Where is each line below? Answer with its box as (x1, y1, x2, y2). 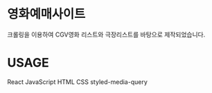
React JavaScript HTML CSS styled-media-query (7, 77, 148, 86)
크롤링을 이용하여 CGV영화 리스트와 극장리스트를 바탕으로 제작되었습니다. (7, 30, 206, 39)
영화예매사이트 (7, 6, 86, 22)
